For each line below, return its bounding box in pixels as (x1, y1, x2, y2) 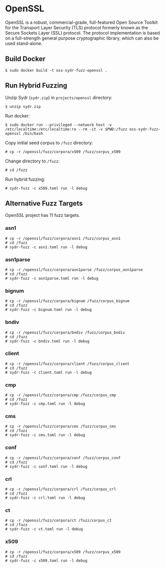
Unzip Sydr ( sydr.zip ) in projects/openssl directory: (5, 95, 112, 101)
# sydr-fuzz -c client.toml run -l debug (5, 370, 92, 375)
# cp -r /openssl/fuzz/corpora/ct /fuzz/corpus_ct (5, 518, 112, 523)
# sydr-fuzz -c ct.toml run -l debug (5, 527, 83, 532)
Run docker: (5, 112, 30, 119)
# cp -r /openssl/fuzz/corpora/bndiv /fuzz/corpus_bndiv (5, 330, 125, 335)
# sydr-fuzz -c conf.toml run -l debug (5, 464, 88, 469)
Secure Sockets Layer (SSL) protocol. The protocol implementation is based (5, 30, 160, 36)
